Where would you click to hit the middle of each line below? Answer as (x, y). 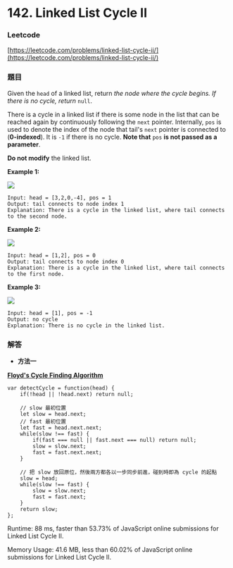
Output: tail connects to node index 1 (66, 204)
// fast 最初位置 (43, 422)
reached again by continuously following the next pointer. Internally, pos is (114, 122)
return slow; (39, 510)
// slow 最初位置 (43, 408)
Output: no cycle (33, 319)
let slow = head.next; (53, 414)
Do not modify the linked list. (49, 158)
